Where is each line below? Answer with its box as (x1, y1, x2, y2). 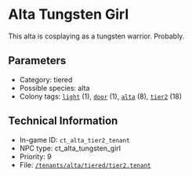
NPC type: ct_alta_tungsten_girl (19, 143, 121, 153)
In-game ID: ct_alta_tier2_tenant (19, 135, 131, 144)
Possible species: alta (19, 83, 90, 92)
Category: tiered (19, 74, 73, 84)
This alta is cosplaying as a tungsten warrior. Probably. (8, 31, 185, 41)
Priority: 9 (19, 151, 53, 161)
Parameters (8, 54, 67, 67)
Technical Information (8, 114, 118, 128)
